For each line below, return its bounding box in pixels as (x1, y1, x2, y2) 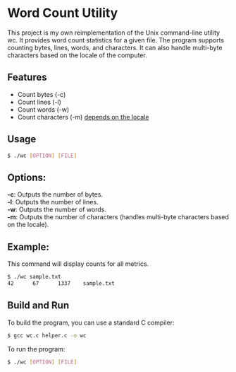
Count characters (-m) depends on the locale (17, 112, 149, 121)
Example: (7, 240, 49, 252)
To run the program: (7, 344, 66, 353)
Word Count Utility (7, 5, 118, 21)
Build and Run (7, 299, 69, 312)
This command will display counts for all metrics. (7, 260, 149, 268)
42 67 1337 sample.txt (7, 279, 115, 287)
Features (7, 71, 47, 83)
